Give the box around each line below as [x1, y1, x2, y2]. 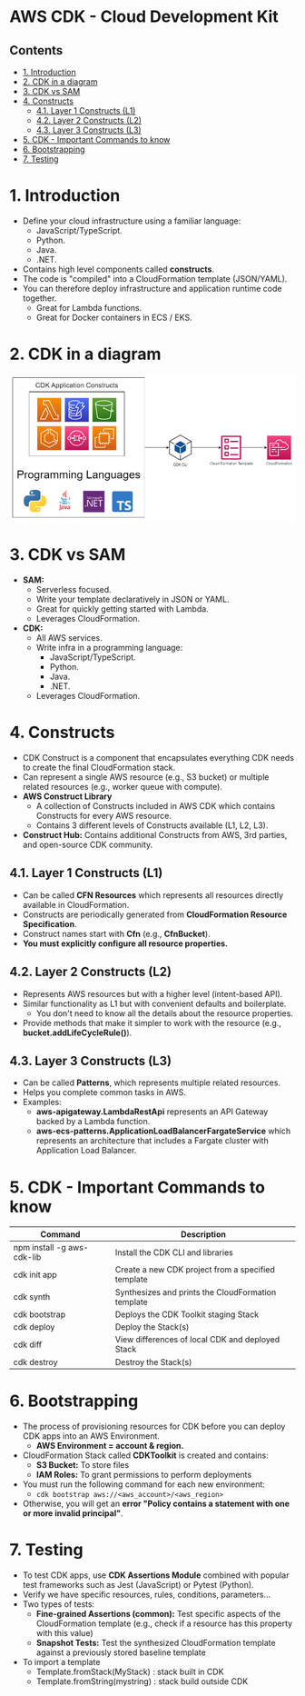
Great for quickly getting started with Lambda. [35, 604, 209, 614]
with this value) [35, 1627, 93, 1638]
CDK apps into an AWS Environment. [22, 1431, 161, 1442]
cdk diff [13, 1339, 43, 1350]
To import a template [22, 1656, 101, 1667]
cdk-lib [13, 1252, 42, 1262]
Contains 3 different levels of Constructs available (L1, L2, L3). [35, 820, 269, 831]
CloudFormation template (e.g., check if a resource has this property [35, 1618, 293, 1629]
